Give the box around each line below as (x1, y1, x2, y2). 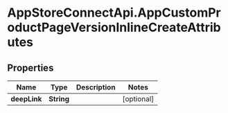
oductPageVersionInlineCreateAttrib (7, 19, 221, 35)
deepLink (10, 94, 42, 103)
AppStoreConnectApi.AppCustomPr (7, 5, 222, 21)
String (48, 94, 70, 103)
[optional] (122, 94, 155, 103)
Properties (7, 62, 54, 73)
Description (76, 82, 116, 92)
